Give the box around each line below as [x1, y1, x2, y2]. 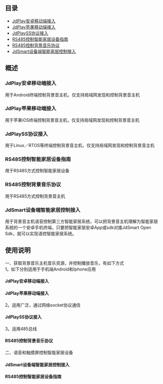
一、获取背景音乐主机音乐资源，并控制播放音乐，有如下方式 [5, 260, 124, 266]
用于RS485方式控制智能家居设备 [5, 168, 70, 174]
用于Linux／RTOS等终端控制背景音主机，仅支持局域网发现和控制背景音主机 [5, 143, 155, 148]
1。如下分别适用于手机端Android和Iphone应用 [5, 266, 96, 272]
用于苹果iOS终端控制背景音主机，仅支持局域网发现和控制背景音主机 [5, 117, 140, 123]
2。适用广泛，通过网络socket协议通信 [5, 302, 81, 308]
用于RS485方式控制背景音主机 [5, 193, 65, 199]
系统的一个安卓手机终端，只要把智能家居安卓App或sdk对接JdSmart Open [5, 224, 151, 230]
